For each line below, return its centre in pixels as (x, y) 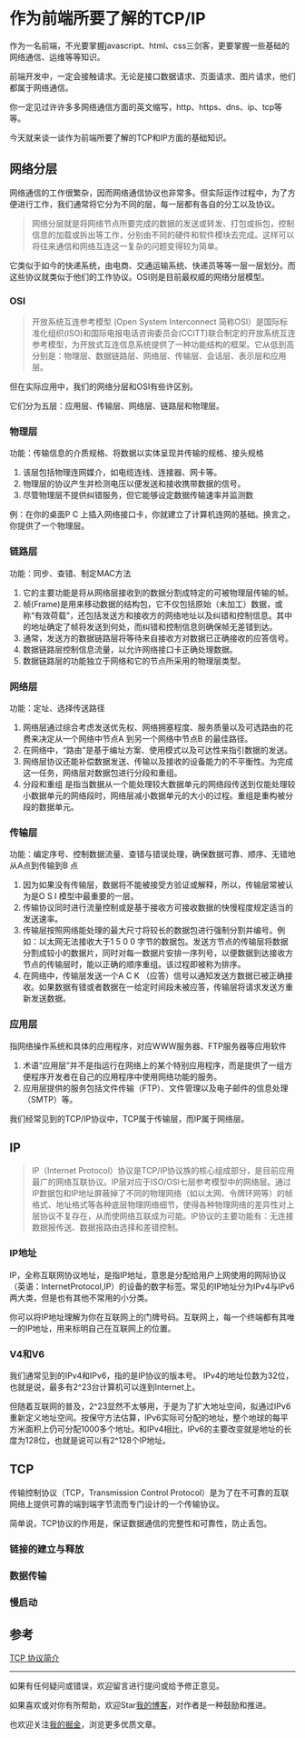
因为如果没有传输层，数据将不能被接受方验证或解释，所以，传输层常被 (154, 885)
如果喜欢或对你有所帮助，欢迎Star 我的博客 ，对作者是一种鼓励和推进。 (140, 1705)
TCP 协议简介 (34, 1658)
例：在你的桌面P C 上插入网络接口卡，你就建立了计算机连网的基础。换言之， (152, 514)
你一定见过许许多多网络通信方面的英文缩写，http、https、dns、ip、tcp (142, 106)
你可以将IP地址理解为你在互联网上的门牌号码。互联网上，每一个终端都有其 (148, 1317)
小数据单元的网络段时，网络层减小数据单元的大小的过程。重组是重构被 (154, 795)
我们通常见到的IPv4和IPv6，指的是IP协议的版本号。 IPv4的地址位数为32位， (152, 1375)
